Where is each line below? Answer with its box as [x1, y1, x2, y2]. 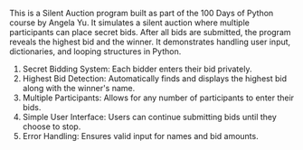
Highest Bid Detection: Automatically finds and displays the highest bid [22, 73, 288, 84]
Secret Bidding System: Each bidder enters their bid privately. [22, 63, 252, 74]
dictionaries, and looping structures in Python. [9, 46, 182, 57]
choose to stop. [22, 121, 81, 132]
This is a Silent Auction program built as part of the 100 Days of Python [9, 8, 274, 18]
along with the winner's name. [22, 83, 136, 93]
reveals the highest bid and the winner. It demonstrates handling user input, [9, 36, 291, 47]
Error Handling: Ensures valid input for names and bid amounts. [22, 131, 260, 141]
